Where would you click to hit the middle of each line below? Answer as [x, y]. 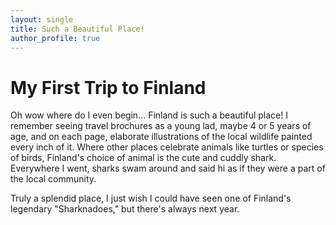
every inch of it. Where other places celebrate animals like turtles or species [167, 147]
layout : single [42, 19]
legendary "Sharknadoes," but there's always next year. [125, 209]
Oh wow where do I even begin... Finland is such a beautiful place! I [149, 115]
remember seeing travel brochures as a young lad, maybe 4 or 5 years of [161, 126]
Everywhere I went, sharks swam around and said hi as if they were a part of [168, 168]
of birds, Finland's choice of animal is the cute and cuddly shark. [143, 158]
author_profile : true [55, 38]
